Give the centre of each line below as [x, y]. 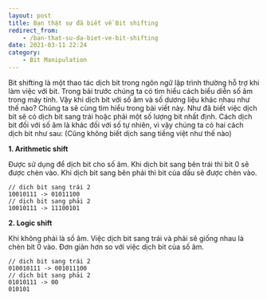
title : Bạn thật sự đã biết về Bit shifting [83, 23]
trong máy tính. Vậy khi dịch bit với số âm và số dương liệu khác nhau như [129, 99]
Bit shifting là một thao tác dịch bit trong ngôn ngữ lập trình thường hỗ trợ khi [134, 82]
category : [25, 53]
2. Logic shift [30, 223]
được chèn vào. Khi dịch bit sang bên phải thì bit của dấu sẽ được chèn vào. [133, 173]
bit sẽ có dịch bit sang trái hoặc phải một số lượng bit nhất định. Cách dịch [130, 116]
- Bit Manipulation [55, 60]
